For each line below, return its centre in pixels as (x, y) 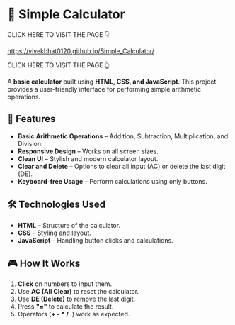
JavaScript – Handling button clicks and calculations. (95, 240)
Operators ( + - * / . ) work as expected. (74, 314)
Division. (30, 143)
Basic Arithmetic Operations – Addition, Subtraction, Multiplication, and (123, 136)
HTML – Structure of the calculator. (69, 225)
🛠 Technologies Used (57, 205)
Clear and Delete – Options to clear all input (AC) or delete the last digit (121, 166)
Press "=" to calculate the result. (65, 307)
